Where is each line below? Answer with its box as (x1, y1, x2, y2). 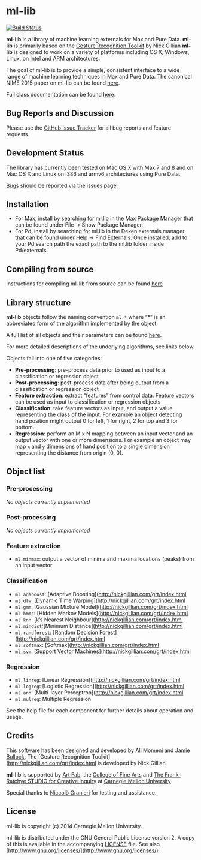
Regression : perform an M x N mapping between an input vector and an (14, 430, 193, 437)
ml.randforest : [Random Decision (14, 629, 99, 636)
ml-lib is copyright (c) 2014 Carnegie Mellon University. (6, 822, 142, 829)
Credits (6, 730, 35, 741)
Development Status (6, 148, 84, 158)
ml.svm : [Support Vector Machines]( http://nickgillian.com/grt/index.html (14, 648, 191, 655)
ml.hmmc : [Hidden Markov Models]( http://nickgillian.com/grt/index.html (14, 609, 188, 617)
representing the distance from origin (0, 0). (14, 449, 124, 456)
